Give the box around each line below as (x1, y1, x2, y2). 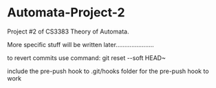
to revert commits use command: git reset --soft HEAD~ (7, 53, 166, 62)
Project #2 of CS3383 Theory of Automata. (7, 27, 129, 35)
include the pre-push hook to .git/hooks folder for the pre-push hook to (7, 67, 209, 75)
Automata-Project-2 (7, 5, 125, 20)
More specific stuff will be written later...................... (7, 40, 155, 48)
